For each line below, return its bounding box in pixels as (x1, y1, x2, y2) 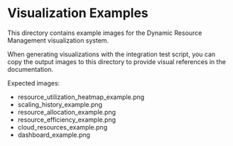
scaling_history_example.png (17, 100, 103, 108)
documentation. (7, 65, 54, 73)
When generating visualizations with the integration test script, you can (7, 50, 216, 58)
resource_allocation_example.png (17, 108, 116, 116)
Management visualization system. (7, 36, 109, 44)
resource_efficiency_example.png (17, 115, 116, 124)
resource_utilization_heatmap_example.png (17, 93, 145, 101)
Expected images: (7, 78, 60, 87)
